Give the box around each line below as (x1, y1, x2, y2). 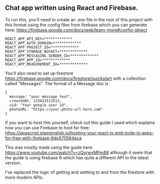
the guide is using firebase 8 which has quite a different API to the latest (5, 154, 149, 160)
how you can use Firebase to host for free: (5, 124, 90, 130)
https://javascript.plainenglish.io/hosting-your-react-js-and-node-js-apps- (5, 130, 154, 136)
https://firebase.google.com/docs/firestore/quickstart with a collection (5, 75, 146, 81)
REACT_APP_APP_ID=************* (5, 58, 70, 62)
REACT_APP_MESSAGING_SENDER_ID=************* (5, 53, 98, 58)
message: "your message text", (9, 94, 73, 99)
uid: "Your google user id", (9, 103, 68, 107)
